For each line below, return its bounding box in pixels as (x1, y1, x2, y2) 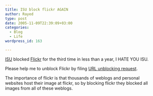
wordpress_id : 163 (5, 39, 42, 44)
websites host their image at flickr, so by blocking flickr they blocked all (5, 80, 148, 86)
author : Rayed (5, 12, 34, 16)
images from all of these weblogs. (5, 85, 73, 91)
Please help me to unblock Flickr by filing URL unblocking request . (5, 65, 138, 71)
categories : (5, 25, 29, 30)
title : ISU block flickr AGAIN (5, 7, 68, 12)
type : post (5, 16, 27, 21)
